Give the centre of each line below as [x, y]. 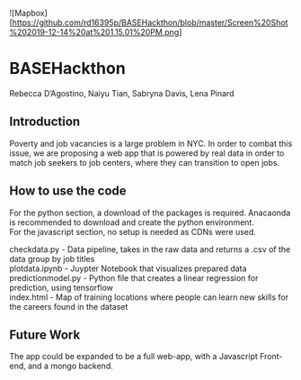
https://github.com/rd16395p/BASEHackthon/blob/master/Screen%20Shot [150, 23]
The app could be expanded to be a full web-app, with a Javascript [134, 357]
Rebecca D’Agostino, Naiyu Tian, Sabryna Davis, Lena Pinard [122, 93]
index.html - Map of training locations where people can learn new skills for [149, 297]
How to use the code [68, 191]
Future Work [45, 335]
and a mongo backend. [71, 366]
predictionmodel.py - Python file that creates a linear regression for [134, 277]
